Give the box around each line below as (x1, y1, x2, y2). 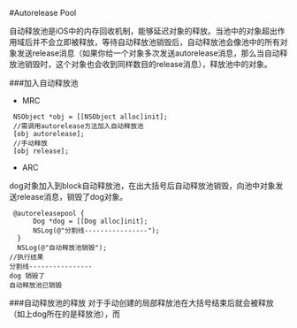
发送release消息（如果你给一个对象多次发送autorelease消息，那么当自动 (16, 48, 280, 58)
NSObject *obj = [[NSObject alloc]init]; (12, 112, 168, 121)
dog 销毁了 (9, 271, 46, 280)
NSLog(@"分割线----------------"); (32, 226, 160, 235)
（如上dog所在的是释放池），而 (9, 309, 121, 319)
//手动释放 (12, 139, 49, 148)
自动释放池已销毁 (9, 281, 63, 290)
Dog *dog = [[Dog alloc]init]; (32, 217, 148, 225)
